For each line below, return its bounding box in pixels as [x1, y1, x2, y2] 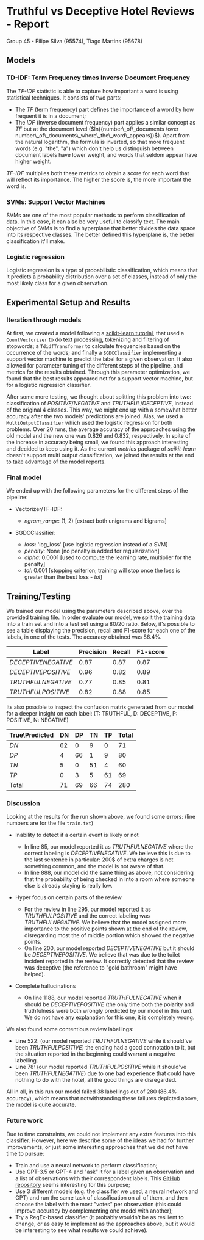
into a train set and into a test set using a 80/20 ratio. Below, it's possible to [6, 620, 195, 628]
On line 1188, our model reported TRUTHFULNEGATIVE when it [24, 994, 182, 1002]
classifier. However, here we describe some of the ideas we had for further [6, 1137, 194, 1144]
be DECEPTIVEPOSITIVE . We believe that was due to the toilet [24, 951, 180, 959]
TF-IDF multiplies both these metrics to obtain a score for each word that [6, 169, 189, 176]
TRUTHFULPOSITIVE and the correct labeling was [24, 912, 150, 919]
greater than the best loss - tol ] [24, 573, 102, 581]
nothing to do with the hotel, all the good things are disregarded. [15, 1076, 177, 1084]
